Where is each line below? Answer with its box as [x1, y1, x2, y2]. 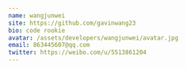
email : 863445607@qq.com [8, 41, 90, 49]
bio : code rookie [8, 26, 66, 34]
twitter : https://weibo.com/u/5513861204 [8, 48, 147, 56]
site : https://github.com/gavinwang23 [8, 19, 136, 27]
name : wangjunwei [8, 11, 66, 20]
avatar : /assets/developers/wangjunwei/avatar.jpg [8, 33, 179, 42]
